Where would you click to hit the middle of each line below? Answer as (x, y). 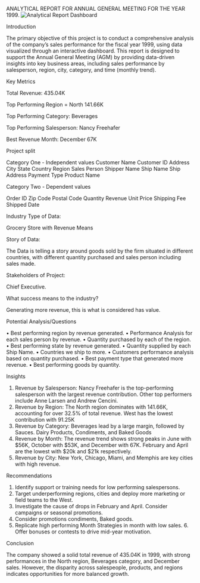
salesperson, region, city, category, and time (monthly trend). (81, 70)
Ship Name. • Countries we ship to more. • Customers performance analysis (100, 352)
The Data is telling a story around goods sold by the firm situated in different (100, 251)
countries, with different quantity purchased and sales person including (94, 257)
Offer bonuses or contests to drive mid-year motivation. (83, 532)
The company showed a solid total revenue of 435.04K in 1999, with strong (98, 555)
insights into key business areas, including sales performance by (85, 63)
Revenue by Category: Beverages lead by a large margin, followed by (99, 426)
